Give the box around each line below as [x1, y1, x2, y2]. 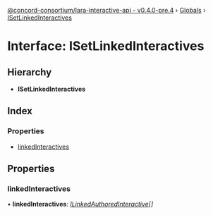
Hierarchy [7, 66, 52, 78]
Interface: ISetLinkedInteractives [7, 38, 205, 54]
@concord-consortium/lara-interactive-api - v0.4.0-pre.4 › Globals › [7, 6, 206, 14]
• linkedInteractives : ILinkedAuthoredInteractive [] [7, 200, 154, 209]
